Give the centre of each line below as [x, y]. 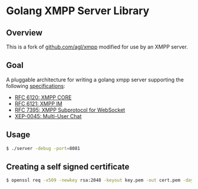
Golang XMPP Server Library [78, 11]
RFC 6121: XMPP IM [39, 103]
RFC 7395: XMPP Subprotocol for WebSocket [70, 110]
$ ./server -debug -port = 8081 [43, 148]
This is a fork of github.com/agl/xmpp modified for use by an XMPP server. [97, 47]
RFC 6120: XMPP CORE [43, 97]
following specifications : [36, 86]
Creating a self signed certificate [68, 167]
